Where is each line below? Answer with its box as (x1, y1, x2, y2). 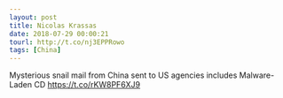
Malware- (239, 70, 275, 80)
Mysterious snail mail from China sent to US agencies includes (9, 70, 238, 80)
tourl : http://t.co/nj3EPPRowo (9, 37, 125, 47)
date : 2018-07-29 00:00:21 (9, 29, 109, 38)
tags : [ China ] (9, 46, 62, 55)
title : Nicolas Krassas (9, 21, 98, 30)
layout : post (9, 12, 58, 22)
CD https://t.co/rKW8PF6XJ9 (34, 79, 141, 90)
